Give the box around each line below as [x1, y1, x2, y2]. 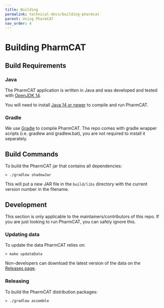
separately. [5, 136, 28, 142]
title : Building [5, 7, 38, 12]
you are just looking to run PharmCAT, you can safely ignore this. [5, 219, 136, 225]
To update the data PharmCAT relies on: [5, 242, 86, 248]
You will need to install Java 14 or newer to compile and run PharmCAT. [5, 102, 149, 108]
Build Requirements [5, 61, 67, 70]
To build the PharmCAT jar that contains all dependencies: [5, 163, 122, 169]
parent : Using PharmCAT [5, 16, 54, 21]
